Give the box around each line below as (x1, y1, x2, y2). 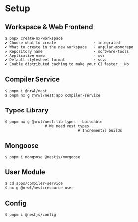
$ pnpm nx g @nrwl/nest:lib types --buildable (5, 119, 103, 124)
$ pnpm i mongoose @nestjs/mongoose (5, 155, 80, 160)
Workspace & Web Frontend (5, 23, 93, 31)
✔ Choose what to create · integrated (5, 40, 120, 45)
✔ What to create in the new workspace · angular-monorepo (5, 45, 134, 50)
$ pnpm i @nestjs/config (5, 212, 56, 217)
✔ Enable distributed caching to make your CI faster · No (5, 62, 129, 67)
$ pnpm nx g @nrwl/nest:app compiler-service (5, 93, 100, 98)
